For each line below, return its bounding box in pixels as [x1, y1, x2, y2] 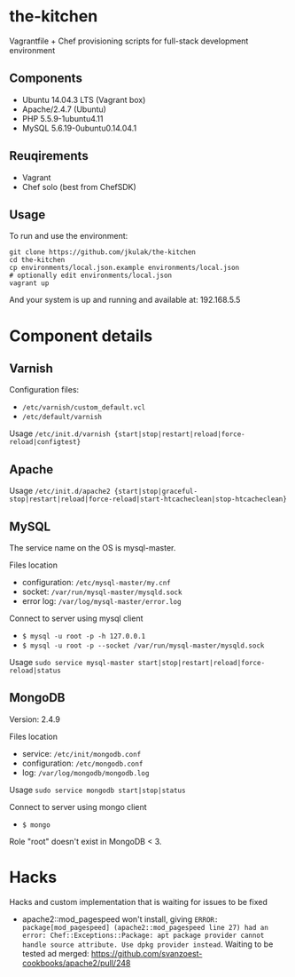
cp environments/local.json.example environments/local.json [9, 264, 240, 273]
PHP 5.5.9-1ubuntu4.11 [21, 113, 104, 123]
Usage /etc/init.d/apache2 [9, 486, 111, 496]
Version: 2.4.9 [9, 713, 60, 725]
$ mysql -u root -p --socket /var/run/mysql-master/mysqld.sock [21, 641, 265, 650]
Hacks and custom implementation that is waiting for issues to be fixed [9, 896, 268, 907]
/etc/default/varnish [21, 413, 102, 422]
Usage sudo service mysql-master [9, 657, 135, 667]
